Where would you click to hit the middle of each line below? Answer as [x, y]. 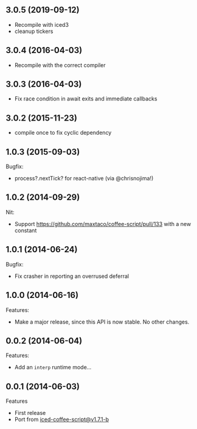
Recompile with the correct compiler [60, 65]
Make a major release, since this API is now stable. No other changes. [102, 322]
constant [26, 230]
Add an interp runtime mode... [53, 367]
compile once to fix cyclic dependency [63, 133]
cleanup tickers [34, 31]
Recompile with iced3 [42, 24]
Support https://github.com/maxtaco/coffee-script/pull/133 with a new [103, 224]
